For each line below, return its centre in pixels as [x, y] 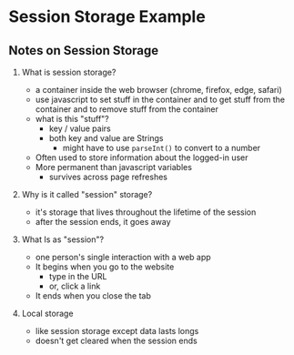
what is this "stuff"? [72, 119]
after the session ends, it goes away [103, 222]
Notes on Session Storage [84, 51]
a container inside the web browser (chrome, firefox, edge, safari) [159, 90]
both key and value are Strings [106, 138]
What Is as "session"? [63, 239]
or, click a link [75, 286]
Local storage [47, 313]
